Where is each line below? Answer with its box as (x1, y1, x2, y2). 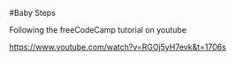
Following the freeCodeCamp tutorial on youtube (9, 25, 187, 34)
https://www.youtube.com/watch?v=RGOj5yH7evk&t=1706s (9, 42, 227, 52)
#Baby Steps (9, 8, 56, 18)
